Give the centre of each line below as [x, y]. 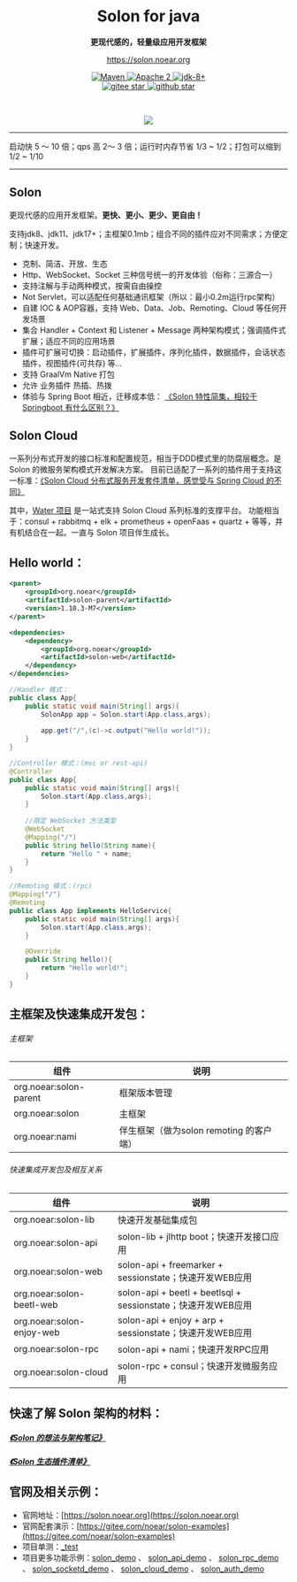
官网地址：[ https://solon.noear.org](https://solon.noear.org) [130, 1515]
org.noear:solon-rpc [56, 1348]
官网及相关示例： [56, 1492]
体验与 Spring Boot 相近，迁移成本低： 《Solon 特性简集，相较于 [140, 396]
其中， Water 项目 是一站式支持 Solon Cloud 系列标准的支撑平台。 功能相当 [145, 510]
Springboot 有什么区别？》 [70, 407]
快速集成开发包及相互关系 [56, 1169]
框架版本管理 [145, 1093]
